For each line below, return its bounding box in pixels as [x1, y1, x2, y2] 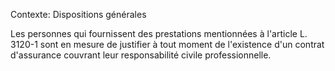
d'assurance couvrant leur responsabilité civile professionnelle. [10, 49, 272, 61]
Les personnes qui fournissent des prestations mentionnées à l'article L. [10, 28, 308, 39]
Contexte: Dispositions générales [10, 9, 147, 20]
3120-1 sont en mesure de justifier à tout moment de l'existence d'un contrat [10, 39, 325, 50]
